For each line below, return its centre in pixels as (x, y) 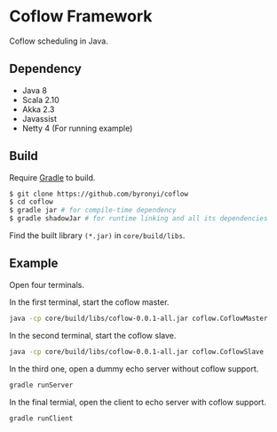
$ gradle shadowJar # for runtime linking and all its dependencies (138, 219)
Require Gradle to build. (52, 177)
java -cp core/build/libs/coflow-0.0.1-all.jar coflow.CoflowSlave (137, 352)
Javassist (40, 118)
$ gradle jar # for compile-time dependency (93, 211)
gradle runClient (41, 418)
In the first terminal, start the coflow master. (89, 302)
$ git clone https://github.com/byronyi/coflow (99, 194)
